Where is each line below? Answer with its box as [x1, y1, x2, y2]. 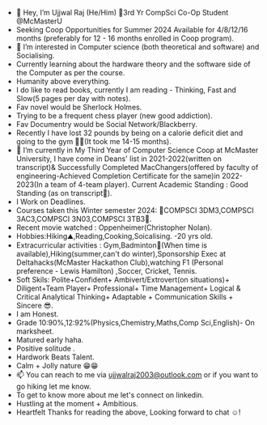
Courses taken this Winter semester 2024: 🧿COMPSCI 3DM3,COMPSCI [15, 206, 255, 215]
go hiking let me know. [15, 381, 91, 391]
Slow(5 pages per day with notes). [15, 94, 131, 103]
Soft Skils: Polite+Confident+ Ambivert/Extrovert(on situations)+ [15, 275, 231, 284]
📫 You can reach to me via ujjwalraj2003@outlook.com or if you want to [15, 370, 259, 380]
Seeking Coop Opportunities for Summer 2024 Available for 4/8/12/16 [15, 25, 248, 34]
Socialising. [15, 51, 55, 60]
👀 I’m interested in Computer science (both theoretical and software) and [15, 42, 260, 52]
